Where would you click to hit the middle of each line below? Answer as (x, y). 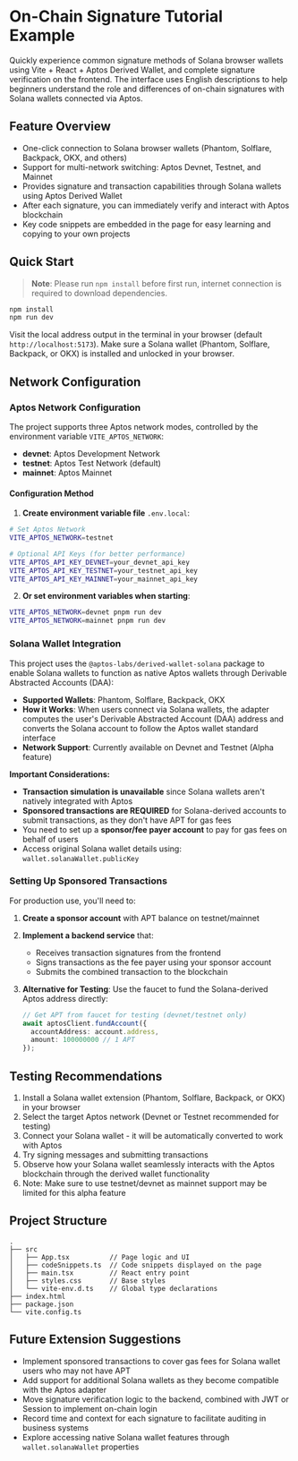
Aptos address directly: (65, 998)
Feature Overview (60, 127)
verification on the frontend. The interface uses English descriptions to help (149, 79)
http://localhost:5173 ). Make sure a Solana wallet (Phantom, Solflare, (140, 344)
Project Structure (58, 1221)
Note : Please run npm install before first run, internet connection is (156, 283)
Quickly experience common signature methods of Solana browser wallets (146, 60)
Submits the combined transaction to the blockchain (132, 971)
